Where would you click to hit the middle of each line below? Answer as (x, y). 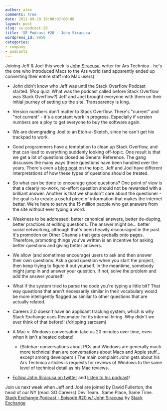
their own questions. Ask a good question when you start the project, (83, 260)
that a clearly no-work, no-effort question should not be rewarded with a (87, 188)
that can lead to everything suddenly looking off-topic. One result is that (86, 152)
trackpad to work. (30, 137)
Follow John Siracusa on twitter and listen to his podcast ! (71, 377)
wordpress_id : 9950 (25, 38)
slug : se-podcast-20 (27, 28)
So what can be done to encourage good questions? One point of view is (87, 183)
